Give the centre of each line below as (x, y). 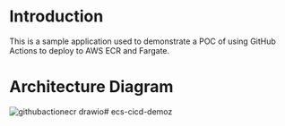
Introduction (56, 17)
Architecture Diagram (91, 87)
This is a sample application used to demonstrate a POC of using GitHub (142, 41)
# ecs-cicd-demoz (138, 111)
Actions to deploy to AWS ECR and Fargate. (90, 50)
